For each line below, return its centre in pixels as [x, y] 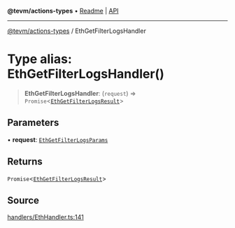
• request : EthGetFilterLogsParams [58, 139]
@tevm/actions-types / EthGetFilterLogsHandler [77, 31]
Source [23, 200]
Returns [25, 162]
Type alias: [40, 59]
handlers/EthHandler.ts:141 [45, 218]
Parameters [33, 123]
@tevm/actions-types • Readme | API [63, 11]
